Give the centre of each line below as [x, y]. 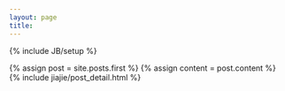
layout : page [33, 17]
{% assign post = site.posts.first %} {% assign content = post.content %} [143, 68]
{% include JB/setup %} [53, 50]
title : [21, 26]
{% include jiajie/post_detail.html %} [75, 77]
